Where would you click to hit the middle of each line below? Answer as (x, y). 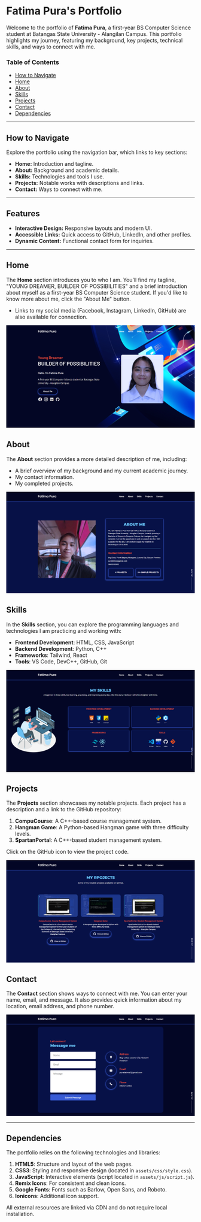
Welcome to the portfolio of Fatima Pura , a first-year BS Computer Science (99, 28)
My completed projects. (44, 483)
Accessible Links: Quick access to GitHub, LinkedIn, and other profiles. (103, 234)
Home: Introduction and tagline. (54, 164)
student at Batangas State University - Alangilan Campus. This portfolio (94, 34)
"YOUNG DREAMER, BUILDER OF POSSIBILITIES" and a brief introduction (97, 286)
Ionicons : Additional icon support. (57, 1196)
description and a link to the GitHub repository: (64, 809)
